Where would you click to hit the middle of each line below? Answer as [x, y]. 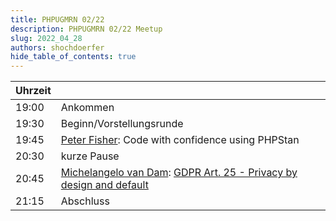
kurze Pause [90, 156]
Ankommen [87, 108]
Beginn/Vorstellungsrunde [122, 124]
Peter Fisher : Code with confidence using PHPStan [180, 140]
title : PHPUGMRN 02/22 [57, 19]
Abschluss [85, 201]
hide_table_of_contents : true [73, 57]
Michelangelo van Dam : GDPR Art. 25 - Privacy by [179, 173]
